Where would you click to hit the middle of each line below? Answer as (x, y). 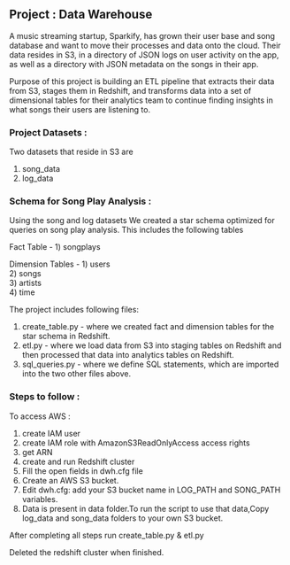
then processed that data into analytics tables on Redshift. (128, 355)
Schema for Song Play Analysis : (80, 201)
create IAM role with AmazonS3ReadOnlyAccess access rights (136, 443)
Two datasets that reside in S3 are (72, 152)
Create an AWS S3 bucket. (70, 480)
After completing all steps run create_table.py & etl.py (107, 535)
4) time (22, 292)
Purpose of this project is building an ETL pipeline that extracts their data (142, 81)
